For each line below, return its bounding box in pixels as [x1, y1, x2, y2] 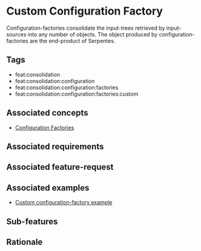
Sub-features [6, 216, 58, 227]
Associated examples [6, 182, 90, 193]
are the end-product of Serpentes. [29, 37, 116, 44]
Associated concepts [6, 108, 88, 118]
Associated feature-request [6, 162, 114, 172]
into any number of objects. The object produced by [27, 30, 158, 38]
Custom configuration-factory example [15, 199, 113, 206]
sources [6, 30, 27, 38]
